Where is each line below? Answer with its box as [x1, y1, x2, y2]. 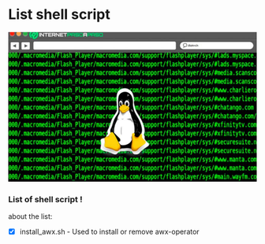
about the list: [8, 211, 53, 221]
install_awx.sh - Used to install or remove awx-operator [19, 227, 200, 236]
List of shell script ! [8, 194, 83, 205]
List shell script [8, 6, 110, 24]
